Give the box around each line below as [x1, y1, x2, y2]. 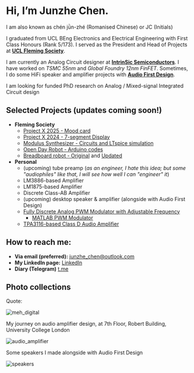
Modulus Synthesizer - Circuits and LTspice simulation [23, 139, 154, 147]
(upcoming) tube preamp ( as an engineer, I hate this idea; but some [23, 164, 186, 171]
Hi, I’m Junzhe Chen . [6, 4, 109, 18]
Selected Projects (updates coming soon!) [6, 105, 162, 115]
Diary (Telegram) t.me [14, 265, 69, 272]
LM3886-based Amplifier [23, 177, 84, 184]
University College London [6, 326, 70, 334]
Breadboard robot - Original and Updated [23, 152, 122, 159]
